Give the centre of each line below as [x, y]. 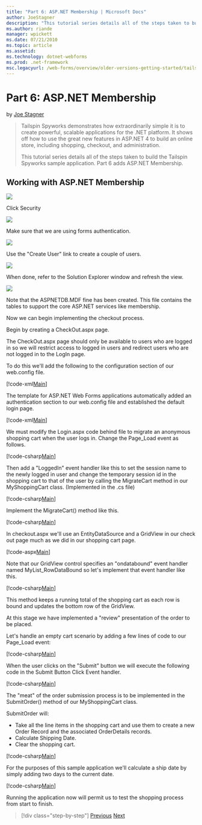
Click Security [23, 208]
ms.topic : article [29, 46]
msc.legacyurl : [25, 68]
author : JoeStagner [31, 17]
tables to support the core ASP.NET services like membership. [83, 306]
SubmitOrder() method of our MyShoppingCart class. [72, 702]
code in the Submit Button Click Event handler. [64, 672]
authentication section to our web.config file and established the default [95, 402]
